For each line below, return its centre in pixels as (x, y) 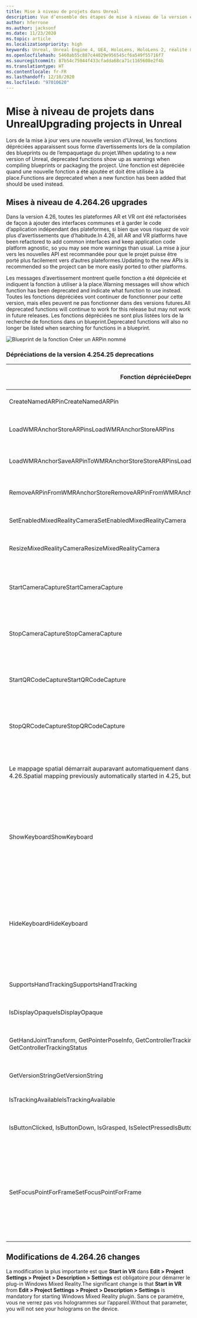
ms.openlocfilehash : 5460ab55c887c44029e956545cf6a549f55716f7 (85, 55)
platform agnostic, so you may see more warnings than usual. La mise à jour (98, 248)
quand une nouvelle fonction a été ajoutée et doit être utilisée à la (85, 172)
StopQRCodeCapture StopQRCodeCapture (67, 726)
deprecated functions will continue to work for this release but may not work (98, 309)
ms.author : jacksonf (31, 28)
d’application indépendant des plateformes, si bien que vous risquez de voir (98, 229)
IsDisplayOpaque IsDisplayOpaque (56, 1013)
